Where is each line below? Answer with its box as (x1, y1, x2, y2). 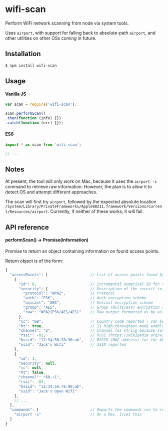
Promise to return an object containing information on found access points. (5, 248, 160, 254)
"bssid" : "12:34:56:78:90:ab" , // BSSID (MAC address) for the (18, 337, 157, 343)
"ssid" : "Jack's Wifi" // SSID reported (18, 342, 126, 347)
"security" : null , (18, 361, 57, 366)
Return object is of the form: (5, 258, 63, 264)
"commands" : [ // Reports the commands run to (9, 407, 157, 412)
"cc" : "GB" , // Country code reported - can (18, 319, 157, 324)
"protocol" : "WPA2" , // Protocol (23, 291, 115, 296)
